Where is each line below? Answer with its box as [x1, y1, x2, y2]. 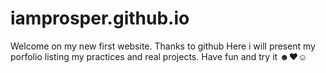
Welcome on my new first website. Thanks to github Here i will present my [10, 40, 316, 52]
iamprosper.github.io [10, 7, 190, 30]
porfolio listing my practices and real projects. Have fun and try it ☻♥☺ [10, 50, 308, 62]
